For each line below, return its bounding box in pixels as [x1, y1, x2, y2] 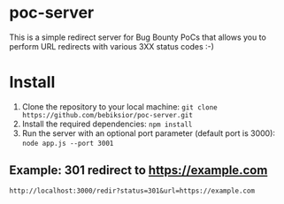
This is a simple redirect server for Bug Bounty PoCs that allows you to [9, 32, 267, 42]
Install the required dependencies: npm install [21, 118, 193, 129]
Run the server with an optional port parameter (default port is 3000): [21, 127, 276, 139]
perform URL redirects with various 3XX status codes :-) [9, 41, 215, 51]
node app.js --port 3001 [21, 139, 114, 147]
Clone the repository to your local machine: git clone [21, 101, 219, 112]
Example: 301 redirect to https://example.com [9, 162, 268, 178]
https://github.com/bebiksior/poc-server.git [21, 110, 193, 119]
